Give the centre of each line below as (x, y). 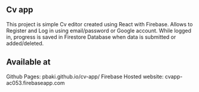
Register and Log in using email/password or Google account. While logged (99, 30)
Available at (28, 62)
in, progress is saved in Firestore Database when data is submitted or (91, 37)
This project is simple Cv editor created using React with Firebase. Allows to (99, 24)
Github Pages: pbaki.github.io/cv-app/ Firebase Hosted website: (85, 76)
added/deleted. (25, 43)
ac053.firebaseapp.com (36, 82)
